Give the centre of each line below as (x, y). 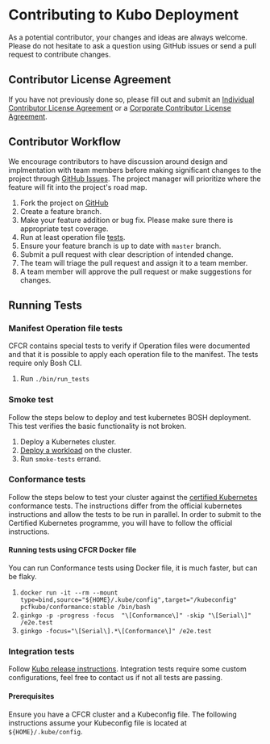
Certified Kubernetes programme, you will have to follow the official (120, 523)
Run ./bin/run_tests (55, 379)
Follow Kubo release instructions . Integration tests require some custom (128, 669)
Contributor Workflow (64, 142)
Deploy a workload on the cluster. (76, 450)
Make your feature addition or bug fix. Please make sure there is (127, 220)
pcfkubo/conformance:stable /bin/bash (85, 607)
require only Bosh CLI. (45, 363)
